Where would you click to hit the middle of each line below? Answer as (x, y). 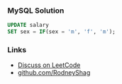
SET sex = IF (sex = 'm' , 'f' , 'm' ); (61, 32)
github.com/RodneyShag (54, 73)
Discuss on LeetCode (49, 65)
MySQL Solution (36, 11)
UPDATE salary (28, 25)
